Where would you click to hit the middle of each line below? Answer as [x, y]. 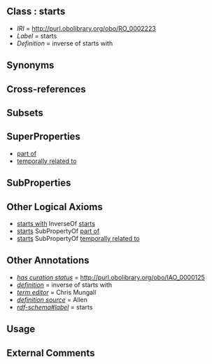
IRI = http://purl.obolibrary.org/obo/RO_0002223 [86, 28]
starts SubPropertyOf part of [58, 231]
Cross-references [47, 89]
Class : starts [36, 12]
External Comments [51, 353]
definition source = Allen [52, 300]
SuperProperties [44, 137]
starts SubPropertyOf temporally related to [78, 238]
